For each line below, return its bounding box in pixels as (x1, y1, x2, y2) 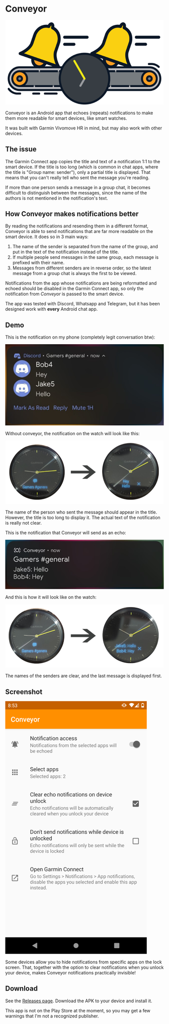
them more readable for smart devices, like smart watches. (5, 115, 127, 121)
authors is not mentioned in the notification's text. (5, 195, 108, 201)
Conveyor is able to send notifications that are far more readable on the (5, 228, 153, 235)
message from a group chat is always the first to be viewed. (12, 270, 137, 276)
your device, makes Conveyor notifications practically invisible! (5, 969, 136, 975)
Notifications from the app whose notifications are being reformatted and (5, 280, 157, 286)
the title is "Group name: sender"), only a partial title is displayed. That (5, 169, 151, 175)
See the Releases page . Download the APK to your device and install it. (5, 998, 152, 1004)
